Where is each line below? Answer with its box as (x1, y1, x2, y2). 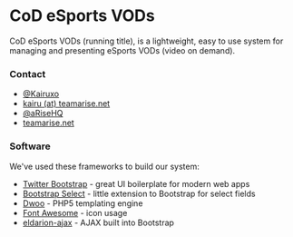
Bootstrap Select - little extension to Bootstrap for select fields (22, 188, 256, 199)
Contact (9, 67, 46, 80)
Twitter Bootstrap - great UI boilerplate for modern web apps (22, 178, 250, 189)
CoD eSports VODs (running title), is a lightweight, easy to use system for (9, 35, 284, 46)
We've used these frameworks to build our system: (9, 161, 200, 172)
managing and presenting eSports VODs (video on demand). (9, 44, 236, 55)
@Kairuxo (22, 88, 60, 100)
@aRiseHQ (22, 108, 63, 119)
